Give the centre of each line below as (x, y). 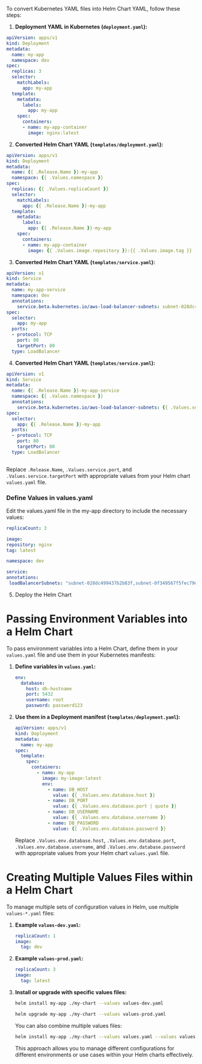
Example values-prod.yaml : (49, 959)
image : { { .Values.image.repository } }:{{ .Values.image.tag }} (110, 250)
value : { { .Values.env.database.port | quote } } (115, 806)
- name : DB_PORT (68, 801)
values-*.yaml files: (31, 913)
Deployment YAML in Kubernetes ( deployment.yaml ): (81, 27)
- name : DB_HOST (68, 790)
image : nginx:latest (54, 133)
